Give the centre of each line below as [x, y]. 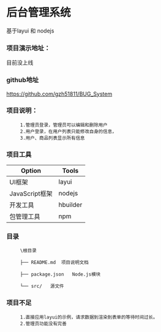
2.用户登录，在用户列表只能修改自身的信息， [68, 131]
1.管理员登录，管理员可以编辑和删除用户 [64, 125]
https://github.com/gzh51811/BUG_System [59, 94]
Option [31, 171]
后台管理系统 [39, 13]
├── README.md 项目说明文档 [54, 263]
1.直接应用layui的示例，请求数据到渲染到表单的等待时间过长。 [89, 317]
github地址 [23, 80]
